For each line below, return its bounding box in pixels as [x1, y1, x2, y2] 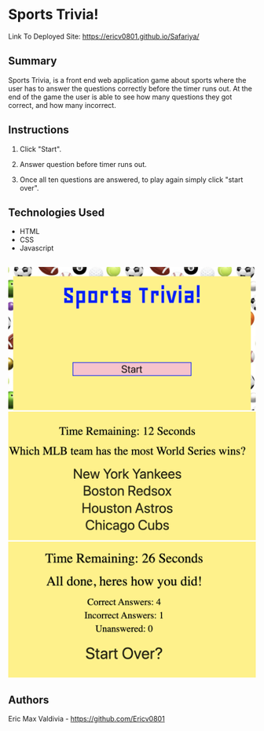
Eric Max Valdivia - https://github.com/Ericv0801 [8, 714, 165, 723]
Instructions [8, 124, 69, 137]
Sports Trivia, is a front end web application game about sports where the [8, 75, 247, 84]
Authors [8, 693, 49, 707]
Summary [8, 54, 57, 68]
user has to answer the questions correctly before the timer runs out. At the [8, 83, 253, 93]
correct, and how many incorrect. [8, 100, 116, 109]
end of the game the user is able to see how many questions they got [8, 92, 233, 102]
